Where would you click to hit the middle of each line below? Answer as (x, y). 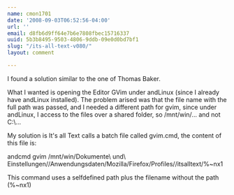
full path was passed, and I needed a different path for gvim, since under (112, 107)
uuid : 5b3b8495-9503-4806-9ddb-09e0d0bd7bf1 (73, 40)
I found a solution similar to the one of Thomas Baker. (84, 78)
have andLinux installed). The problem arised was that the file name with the (117, 99)
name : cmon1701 (29, 14)
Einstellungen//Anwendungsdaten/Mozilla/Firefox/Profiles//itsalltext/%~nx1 (115, 164)
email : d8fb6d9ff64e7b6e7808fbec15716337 (68, 33)
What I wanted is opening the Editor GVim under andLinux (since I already (114, 92)
